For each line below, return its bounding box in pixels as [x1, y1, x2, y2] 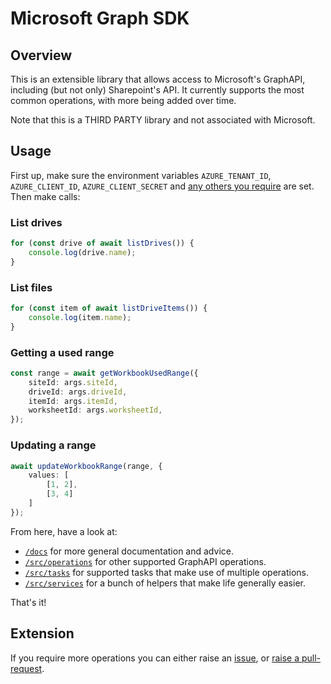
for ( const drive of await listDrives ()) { [10, 238, 195, 249]
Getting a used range [10, 345, 115, 359]
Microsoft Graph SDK [10, 7, 190, 30]
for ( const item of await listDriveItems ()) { [10, 303, 208, 314]
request [10, 662, 43, 674]
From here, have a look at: [10, 525, 118, 537]
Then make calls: [10, 190, 81, 202]
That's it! [10, 596, 47, 608]
